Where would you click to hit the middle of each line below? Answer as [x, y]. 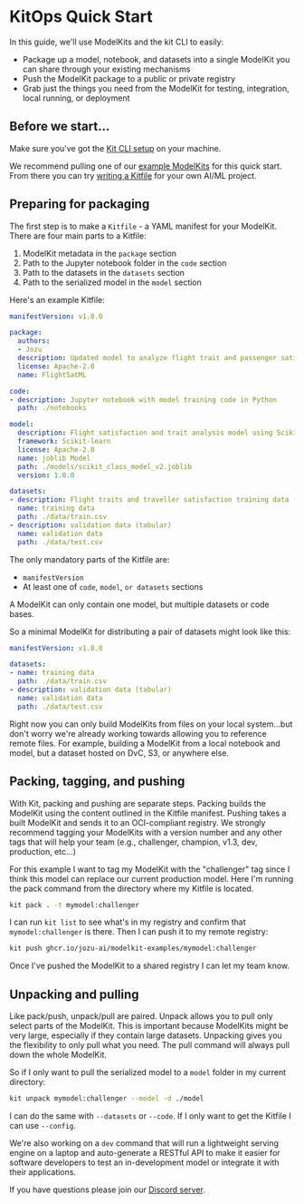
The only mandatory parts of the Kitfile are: [90, 559]
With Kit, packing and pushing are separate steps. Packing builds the [138, 803]
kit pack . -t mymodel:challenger [75, 905]
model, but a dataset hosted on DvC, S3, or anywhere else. [119, 753]
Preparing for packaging [80, 205]
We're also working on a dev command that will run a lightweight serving [144, 1143]
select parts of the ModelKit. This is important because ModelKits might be [149, 1026]
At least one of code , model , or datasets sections [113, 586]
